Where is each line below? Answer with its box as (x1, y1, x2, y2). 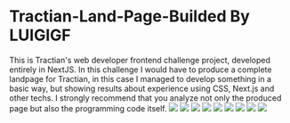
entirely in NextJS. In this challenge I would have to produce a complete (9, 64, 272, 75)
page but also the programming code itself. (9, 102, 167, 113)
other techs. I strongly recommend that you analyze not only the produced (9, 92, 282, 103)
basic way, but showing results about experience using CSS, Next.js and (9, 83, 275, 94)
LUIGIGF (9, 25, 71, 45)
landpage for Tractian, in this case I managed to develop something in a (9, 73, 272, 84)
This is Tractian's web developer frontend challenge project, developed (9, 54, 271, 65)
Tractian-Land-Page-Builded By (9, 6, 251, 27)
